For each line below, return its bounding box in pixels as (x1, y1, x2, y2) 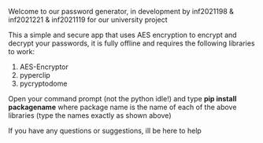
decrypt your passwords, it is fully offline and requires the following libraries (8, 38, 255, 48)
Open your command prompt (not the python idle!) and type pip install (8, 94, 237, 103)
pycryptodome (19, 79, 68, 88)
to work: (8, 47, 35, 56)
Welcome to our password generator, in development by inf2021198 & (8, 7, 234, 16)
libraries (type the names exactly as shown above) (8, 111, 172, 120)
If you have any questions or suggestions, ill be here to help (8, 126, 202, 135)
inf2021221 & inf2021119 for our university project (8, 15, 168, 24)
